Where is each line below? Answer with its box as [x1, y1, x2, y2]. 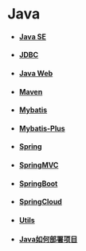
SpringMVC [18, 160, 59, 169]
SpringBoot [18, 178, 58, 188]
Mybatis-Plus [18, 123, 65, 133]
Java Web [18, 68, 53, 78]
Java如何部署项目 [18, 234, 78, 245]
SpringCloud [18, 197, 63, 207]
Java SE [18, 31, 47, 41]
